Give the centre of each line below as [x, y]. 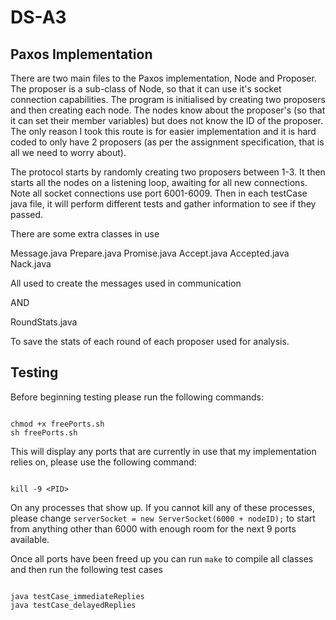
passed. [27, 214]
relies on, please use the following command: [103, 462]
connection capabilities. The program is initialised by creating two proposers [168, 99]
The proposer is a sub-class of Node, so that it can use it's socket [146, 89]
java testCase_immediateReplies [77, 596]
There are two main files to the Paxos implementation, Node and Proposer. [163, 78]
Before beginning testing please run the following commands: [137, 397]
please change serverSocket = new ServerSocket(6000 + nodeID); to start [163, 518]
